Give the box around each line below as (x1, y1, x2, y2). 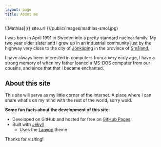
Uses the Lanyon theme (19, 127, 67, 133)
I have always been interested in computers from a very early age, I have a (5, 54, 155, 60)
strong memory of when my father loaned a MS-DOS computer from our (5, 60, 150, 66)
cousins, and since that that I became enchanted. (5, 65, 104, 71)
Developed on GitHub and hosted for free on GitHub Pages (12, 116, 131, 122)
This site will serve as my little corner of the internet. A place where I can (5, 92, 152, 98)
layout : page (5, 7, 32, 12)
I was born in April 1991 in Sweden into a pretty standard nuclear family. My (5, 35, 156, 41)
